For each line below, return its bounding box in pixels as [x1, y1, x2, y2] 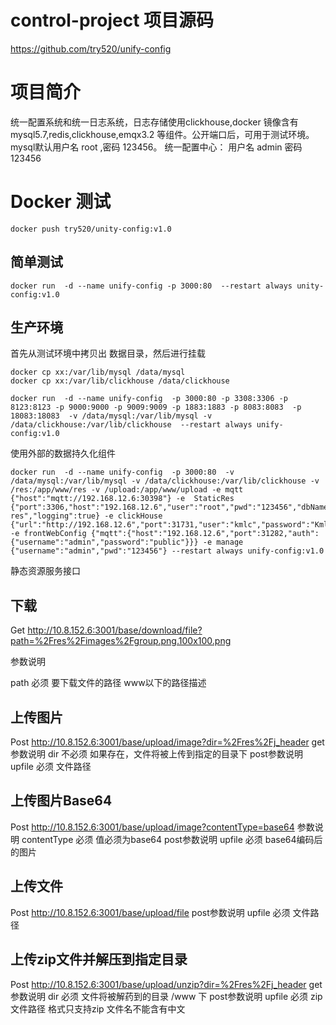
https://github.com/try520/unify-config [10, 42, 172, 55]
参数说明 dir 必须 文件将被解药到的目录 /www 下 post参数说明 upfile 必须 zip [10, 990, 323, 1002]
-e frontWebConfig [10, 529, 87, 539]
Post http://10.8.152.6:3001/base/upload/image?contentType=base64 [10, 821, 295, 833]
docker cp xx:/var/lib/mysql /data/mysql [10, 367, 186, 378]
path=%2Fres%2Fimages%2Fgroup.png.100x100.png [10, 635, 232, 647]
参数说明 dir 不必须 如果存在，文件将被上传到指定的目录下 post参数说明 [10, 748, 303, 760]
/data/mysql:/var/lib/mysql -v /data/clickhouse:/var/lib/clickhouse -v [10, 476, 320, 486]
